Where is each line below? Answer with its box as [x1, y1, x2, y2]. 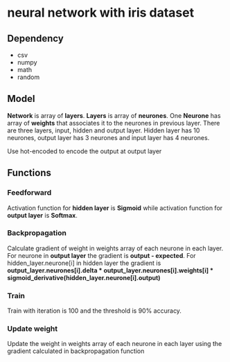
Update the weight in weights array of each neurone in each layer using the [7, 340, 222, 348]
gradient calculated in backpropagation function [7, 347, 145, 355]
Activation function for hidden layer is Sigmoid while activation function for [7, 203, 223, 212]
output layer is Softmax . [7, 211, 78, 219]
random [17, 73, 40, 81]
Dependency [7, 33, 64, 44]
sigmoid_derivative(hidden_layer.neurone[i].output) [7, 273, 161, 282]
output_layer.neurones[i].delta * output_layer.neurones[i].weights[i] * [7, 266, 213, 275]
